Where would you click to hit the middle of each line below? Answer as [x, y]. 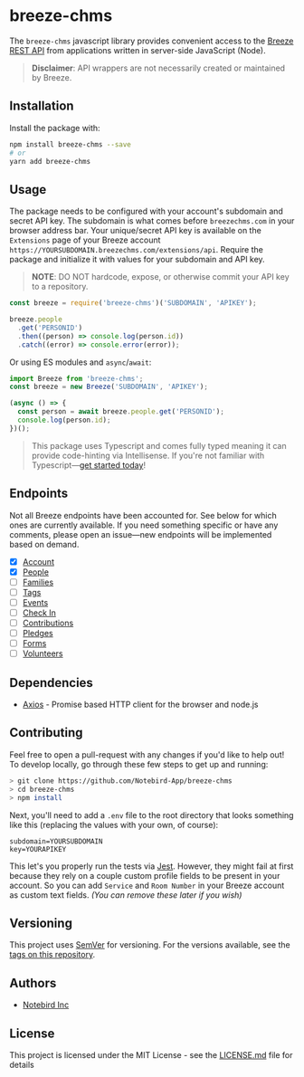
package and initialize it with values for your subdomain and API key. [137, 260]
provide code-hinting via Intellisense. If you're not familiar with [148, 455]
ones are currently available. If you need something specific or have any [144, 525]
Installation [42, 106]
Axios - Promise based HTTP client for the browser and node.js [140, 705]
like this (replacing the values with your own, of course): [114, 824]
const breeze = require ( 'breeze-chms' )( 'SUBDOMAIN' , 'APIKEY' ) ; [133, 303]
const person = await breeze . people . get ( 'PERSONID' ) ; [121, 412]
